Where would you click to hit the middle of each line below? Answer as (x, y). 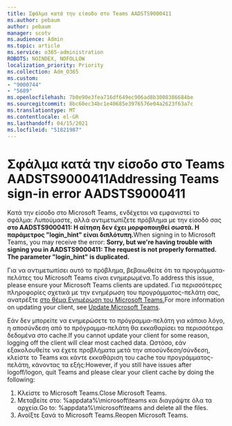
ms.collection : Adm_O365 (43, 71)
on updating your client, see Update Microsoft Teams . (84, 307)
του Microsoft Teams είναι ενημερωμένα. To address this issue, (124, 278)
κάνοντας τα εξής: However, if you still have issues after (112, 365)
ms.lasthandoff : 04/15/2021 (48, 123)
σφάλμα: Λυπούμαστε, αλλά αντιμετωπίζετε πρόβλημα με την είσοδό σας (114, 220)
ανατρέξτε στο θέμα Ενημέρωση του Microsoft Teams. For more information (116, 300)
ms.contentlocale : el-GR (43, 117)
